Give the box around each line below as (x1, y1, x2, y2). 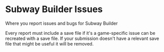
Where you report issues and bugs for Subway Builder (5, 20, 118, 26)
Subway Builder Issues (5, 4, 103, 15)
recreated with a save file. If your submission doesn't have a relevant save (5, 35, 159, 41)
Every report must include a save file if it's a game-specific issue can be (5, 30, 155, 36)
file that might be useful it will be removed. (5, 40, 94, 46)
